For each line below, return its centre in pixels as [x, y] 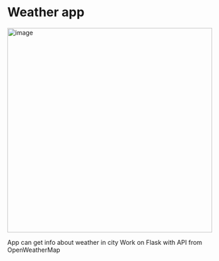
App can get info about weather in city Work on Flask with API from [105, 242]
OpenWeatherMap [34, 250]
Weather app [46, 12]
